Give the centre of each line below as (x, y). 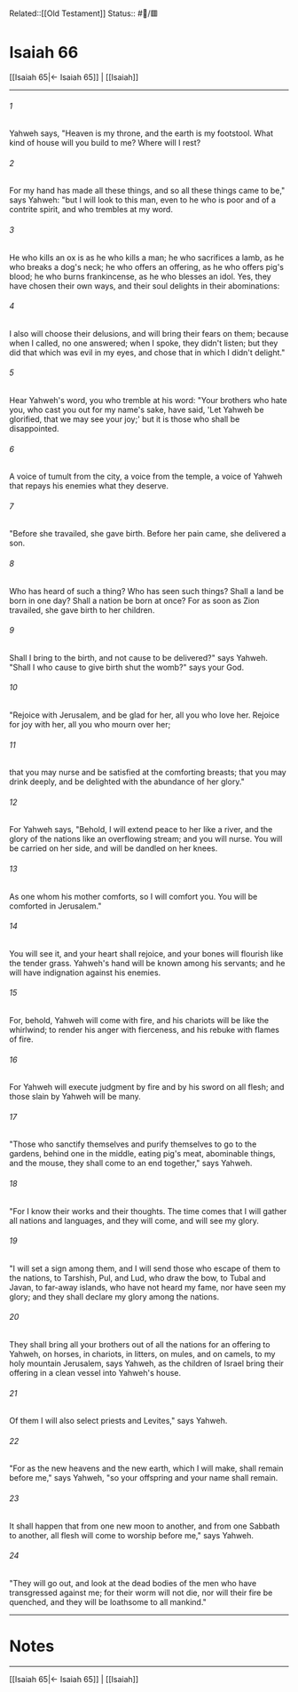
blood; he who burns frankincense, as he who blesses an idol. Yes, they (141, 276)
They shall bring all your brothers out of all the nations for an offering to (140, 1344)
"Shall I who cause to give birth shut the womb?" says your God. (127, 667)
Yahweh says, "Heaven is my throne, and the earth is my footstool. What (141, 133)
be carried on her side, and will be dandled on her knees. (114, 848)
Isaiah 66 (44, 53)
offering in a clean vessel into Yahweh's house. (95, 1373)
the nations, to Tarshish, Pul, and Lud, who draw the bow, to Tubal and (137, 1277)
